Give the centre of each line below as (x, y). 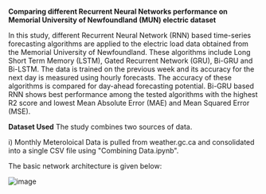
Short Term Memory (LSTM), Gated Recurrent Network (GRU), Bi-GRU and (131, 60)
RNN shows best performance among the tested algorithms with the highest (133, 94)
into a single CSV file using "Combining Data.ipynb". (94, 151)
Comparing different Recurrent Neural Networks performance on (118, 12)
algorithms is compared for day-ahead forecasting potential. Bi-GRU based (131, 86)
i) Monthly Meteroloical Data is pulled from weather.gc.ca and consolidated (131, 142)
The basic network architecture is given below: (85, 166)
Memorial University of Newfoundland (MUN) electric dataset (112, 20)
